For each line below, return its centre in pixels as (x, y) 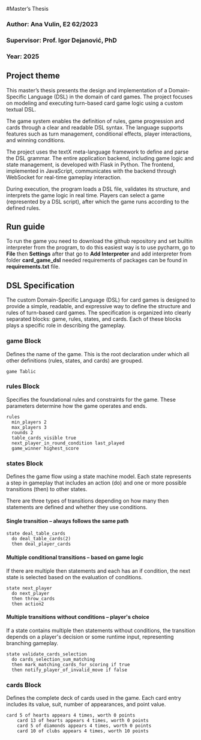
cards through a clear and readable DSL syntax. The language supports (94, 127)
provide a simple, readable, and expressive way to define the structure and (99, 306)
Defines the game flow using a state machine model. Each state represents (99, 477)
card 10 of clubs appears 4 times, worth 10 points (83, 731)
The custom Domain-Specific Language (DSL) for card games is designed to (101, 300)
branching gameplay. (32, 643)
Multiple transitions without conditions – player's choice (78, 617)
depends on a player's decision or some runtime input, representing (90, 637)
